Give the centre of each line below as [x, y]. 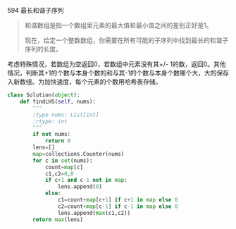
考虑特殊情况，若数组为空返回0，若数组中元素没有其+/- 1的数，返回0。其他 [117, 64]
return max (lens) [58, 219]
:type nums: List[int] [66, 115]
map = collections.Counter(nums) [79, 154]
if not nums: [52, 135]
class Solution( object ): [44, 95]
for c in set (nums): [63, 161]
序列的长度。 [43, 49]
